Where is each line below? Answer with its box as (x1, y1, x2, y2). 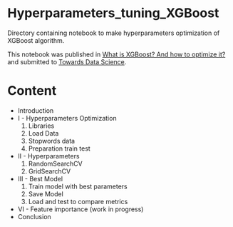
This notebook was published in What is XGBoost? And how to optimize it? (7, 50, 226, 59)
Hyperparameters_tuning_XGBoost (7, 5, 219, 21)
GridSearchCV (28, 166, 71, 176)
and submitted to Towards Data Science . (7, 57, 127, 66)
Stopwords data (28, 136, 76, 145)
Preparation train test (28, 144, 90, 153)
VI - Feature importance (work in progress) (17, 205, 144, 213)
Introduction (17, 106, 54, 115)
